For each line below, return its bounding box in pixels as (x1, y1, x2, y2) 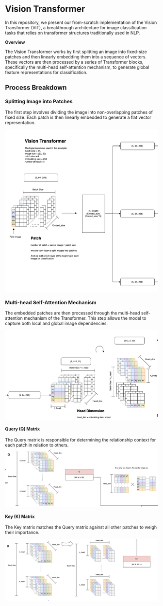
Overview (5, 39, 25, 45)
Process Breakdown (5, 84, 67, 92)
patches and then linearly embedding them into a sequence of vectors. (5, 54, 147, 59)
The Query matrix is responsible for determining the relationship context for (5, 437, 156, 442)
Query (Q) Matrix (5, 426, 40, 432)
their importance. (5, 530, 40, 535)
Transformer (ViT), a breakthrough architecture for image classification (5, 24, 147, 30)
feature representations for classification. (5, 69, 88, 75)
